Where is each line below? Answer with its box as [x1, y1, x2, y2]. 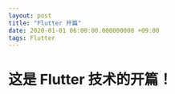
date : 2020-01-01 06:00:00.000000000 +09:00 [8, 26, 160, 34]
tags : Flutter [8, 33, 56, 42]
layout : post [8, 11, 52, 20]
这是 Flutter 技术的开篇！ [8, 71, 173, 88]
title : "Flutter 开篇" [8, 19, 82, 27]
